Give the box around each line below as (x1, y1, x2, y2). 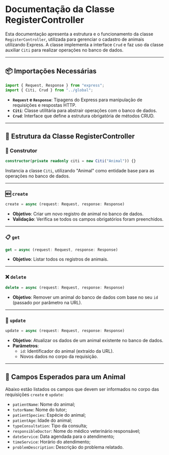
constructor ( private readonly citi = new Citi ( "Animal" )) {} (5, 159, 136, 164)
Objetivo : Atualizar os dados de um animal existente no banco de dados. (12, 337, 163, 343)
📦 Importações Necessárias (5, 67, 97, 76)
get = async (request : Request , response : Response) (5, 247, 118, 252)
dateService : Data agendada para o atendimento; (12, 433, 115, 439)
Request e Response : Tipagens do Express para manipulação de (12, 97, 142, 103)
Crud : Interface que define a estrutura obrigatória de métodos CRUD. (12, 112, 155, 119)
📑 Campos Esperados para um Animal (5, 373, 126, 381)
